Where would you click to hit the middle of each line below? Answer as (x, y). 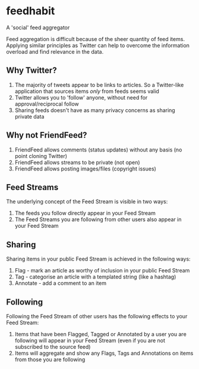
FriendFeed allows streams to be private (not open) (78, 162)
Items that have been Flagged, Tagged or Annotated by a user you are (101, 334)
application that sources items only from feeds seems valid (87, 91)
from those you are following (50, 359)
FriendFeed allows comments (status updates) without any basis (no (98, 150)
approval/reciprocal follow (47, 104)
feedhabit (31, 11)
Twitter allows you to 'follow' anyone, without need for (81, 97)
